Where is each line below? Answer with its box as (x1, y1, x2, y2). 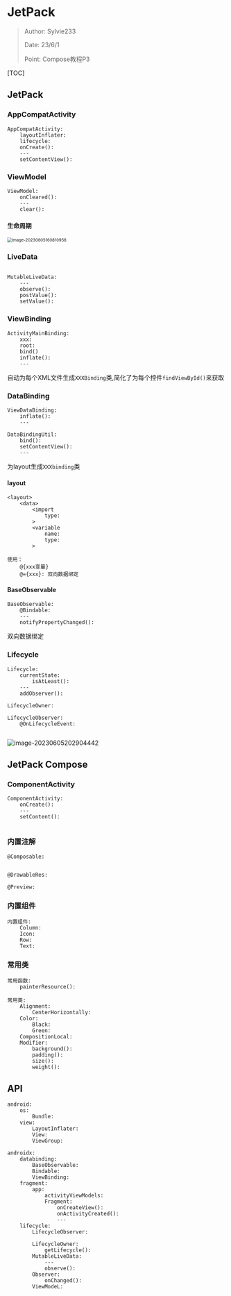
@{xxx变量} (19, 564, 49, 571)
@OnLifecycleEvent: (19, 720, 76, 727)
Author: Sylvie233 (24, 27, 76, 35)
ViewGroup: (32, 1138, 64, 1145)
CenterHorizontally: (32, 1009, 92, 1016)
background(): (32, 1045, 73, 1052)
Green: (32, 1027, 51, 1034)
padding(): (32, 1052, 64, 1059)
